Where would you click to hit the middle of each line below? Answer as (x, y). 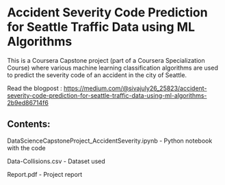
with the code (26, 147)
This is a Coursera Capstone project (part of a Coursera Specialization (106, 60)
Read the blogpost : (35, 88)
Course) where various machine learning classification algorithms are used (113, 68)
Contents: (29, 124)
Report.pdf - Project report (45, 174)
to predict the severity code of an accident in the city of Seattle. (97, 75)
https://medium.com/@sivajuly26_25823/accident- (135, 88)
